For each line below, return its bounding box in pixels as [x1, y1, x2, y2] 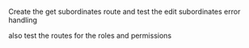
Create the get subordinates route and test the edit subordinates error [8, 7, 241, 16]
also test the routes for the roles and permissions [8, 31, 172, 40]
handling [8, 15, 38, 25]
